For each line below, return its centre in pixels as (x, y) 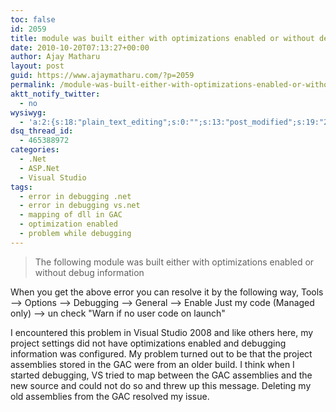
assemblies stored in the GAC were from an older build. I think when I (152, 364)
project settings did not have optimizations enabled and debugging (148, 343)
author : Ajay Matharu (55, 57)
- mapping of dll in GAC (71, 215)
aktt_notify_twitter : (55, 94)
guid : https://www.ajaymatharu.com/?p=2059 (102, 76)
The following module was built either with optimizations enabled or (174, 262)
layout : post (37, 66)
